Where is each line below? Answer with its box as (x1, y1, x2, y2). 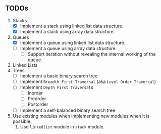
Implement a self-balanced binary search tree (20, 107, 115, 113)
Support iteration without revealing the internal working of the (27, 51, 156, 57)
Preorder (27, 96, 46, 102)
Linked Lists (12, 62, 38, 68)
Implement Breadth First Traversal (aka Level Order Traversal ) (20, 78, 156, 85)
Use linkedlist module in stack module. (20, 123, 105, 129)
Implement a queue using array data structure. (20, 46, 117, 51)
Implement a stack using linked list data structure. (20, 23, 124, 29)
